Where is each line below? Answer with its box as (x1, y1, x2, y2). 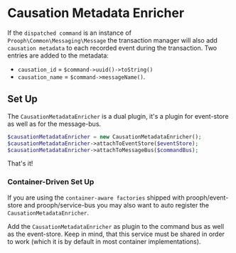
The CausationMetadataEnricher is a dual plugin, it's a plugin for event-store (7, 112, 229, 120)
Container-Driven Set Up (7, 177, 95, 187)
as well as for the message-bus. (7, 119, 102, 128)
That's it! (7, 159, 33, 168)
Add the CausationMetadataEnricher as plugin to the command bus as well (7, 222, 225, 230)
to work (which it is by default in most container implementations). (7, 237, 201, 246)
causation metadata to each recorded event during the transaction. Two (7, 43, 218, 52)
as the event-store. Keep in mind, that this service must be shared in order (7, 230, 225, 238)
